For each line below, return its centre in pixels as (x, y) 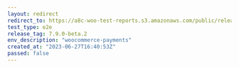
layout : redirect (33, 14)
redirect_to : (27, 21)
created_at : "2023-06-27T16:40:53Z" (62, 47)
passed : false (28, 54)
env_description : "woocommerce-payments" (70, 40)
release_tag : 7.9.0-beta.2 (47, 34)
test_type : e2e (30, 27)
